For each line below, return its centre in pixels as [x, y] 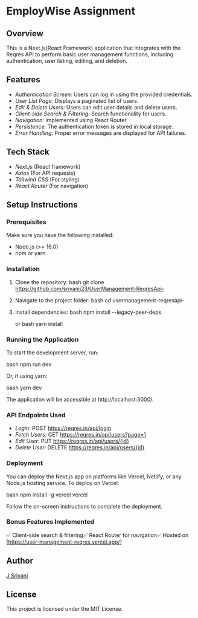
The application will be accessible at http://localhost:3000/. [80, 399]
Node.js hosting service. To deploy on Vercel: [63, 483]
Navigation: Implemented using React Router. [71, 120]
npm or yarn [30, 253]
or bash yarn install [39, 324]
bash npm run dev [29, 364]
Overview [25, 34]
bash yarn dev [24, 388]
